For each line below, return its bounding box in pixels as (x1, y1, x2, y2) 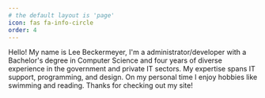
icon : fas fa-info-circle (8, 19, 93, 27)
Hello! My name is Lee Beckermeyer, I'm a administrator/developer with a (8, 48, 247, 57)
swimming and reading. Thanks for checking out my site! (8, 81, 194, 90)
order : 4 (8, 26, 37, 34)
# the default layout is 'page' (8, 11, 115, 20)
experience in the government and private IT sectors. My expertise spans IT (8, 64, 256, 74)
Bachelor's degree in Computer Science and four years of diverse (8, 56, 223, 65)
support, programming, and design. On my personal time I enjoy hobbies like (8, 72, 258, 82)
